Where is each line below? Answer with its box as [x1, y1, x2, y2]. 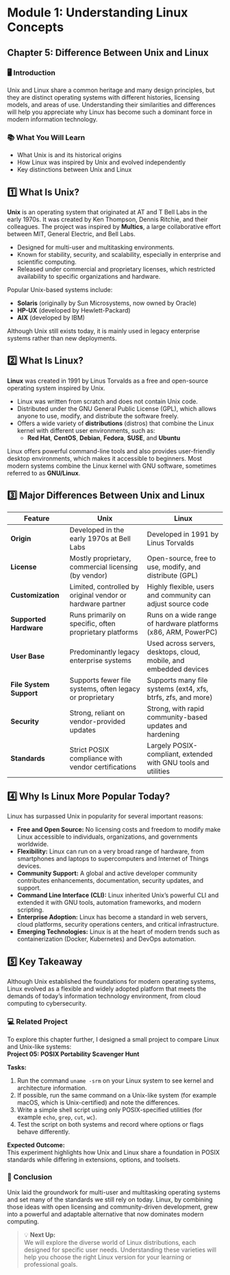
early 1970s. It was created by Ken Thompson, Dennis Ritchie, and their [7, 215, 208, 223]
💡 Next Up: [23, 1230, 56, 1239]
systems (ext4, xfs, [146, 684, 209, 693]
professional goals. [23, 1260, 78, 1268]
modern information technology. [7, 115, 98, 123]
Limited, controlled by [69, 582, 140, 591]
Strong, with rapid [146, 703, 205, 713]
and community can [146, 590, 211, 600]
